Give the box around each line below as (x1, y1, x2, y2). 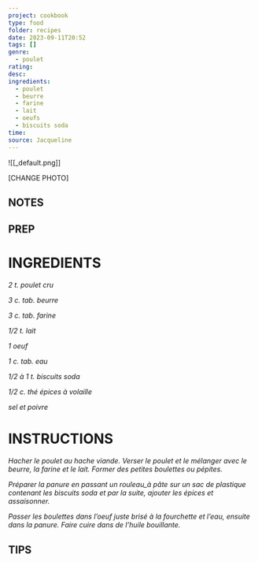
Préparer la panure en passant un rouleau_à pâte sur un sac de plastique (8, 480, 246, 489)
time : (8, 128, 26, 136)
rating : (8, 63, 34, 71)
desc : (8, 70, 26, 78)
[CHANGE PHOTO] (8, 173, 69, 182)
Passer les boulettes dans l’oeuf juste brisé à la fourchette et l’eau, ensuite (8, 512, 250, 521)
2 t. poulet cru (8, 281, 53, 290)
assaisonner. (8, 497, 50, 506)
